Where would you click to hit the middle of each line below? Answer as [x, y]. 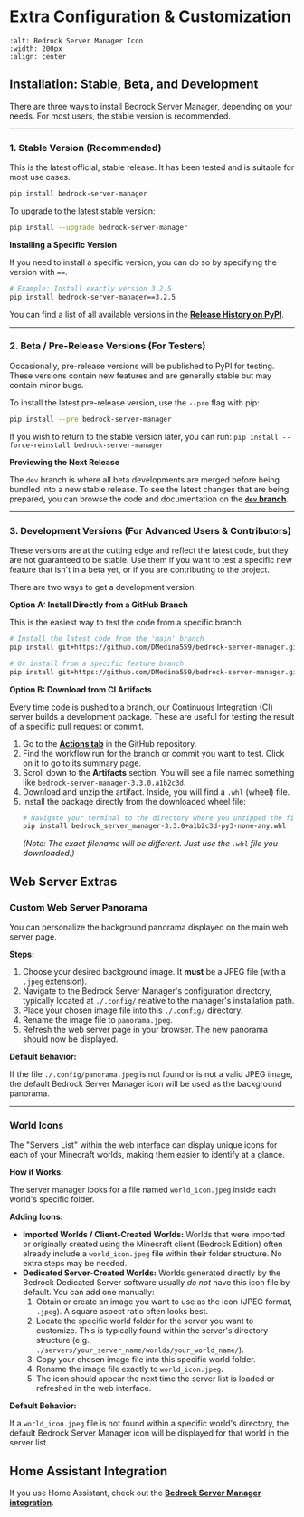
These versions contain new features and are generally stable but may [141, 375]
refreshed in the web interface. [94, 1388]
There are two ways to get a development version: [103, 587]
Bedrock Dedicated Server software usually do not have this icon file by [156, 1283]
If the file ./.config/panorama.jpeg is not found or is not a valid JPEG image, [151, 1073]
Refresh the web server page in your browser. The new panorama [145, 1029]
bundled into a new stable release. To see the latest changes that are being [149, 489]
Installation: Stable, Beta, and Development [134, 85]
